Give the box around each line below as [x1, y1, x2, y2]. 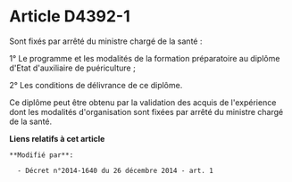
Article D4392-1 [9, 6, 131, 27]
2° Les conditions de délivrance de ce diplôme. [9, 79, 183, 90]
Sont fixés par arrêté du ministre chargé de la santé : [9, 36, 203, 46]
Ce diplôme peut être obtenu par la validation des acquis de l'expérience [9, 96, 277, 108]
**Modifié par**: [9, 150, 74, 160]
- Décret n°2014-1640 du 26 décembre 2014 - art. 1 [17, 166, 214, 175]
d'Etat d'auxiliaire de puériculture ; [9, 62, 136, 73]
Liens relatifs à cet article [9, 133, 105, 144]
